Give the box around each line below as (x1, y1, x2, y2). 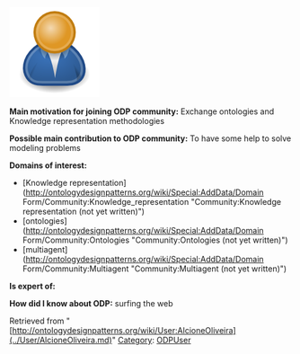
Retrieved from (9, 315, 65, 326)
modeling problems (9, 143, 81, 153)
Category (118, 335, 153, 345)
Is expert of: (9, 281, 56, 291)
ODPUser (156, 335, 191, 345)
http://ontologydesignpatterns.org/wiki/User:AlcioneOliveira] (12, 325, 236, 335)
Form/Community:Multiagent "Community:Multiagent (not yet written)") (22, 263, 287, 274)
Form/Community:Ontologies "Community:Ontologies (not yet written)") (22, 235, 289, 245)
